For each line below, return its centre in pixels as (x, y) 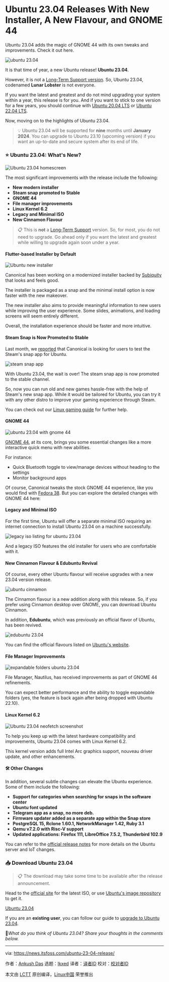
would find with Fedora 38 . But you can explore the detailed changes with (81, 493)
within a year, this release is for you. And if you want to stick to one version (83, 100)
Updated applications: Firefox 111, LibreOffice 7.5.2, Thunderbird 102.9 (87, 834)
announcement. (34, 883)
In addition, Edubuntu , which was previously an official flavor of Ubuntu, (80, 620)
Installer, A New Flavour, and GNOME (84, 20)
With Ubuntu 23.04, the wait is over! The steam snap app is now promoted (82, 374)
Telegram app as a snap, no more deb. (53, 813)
